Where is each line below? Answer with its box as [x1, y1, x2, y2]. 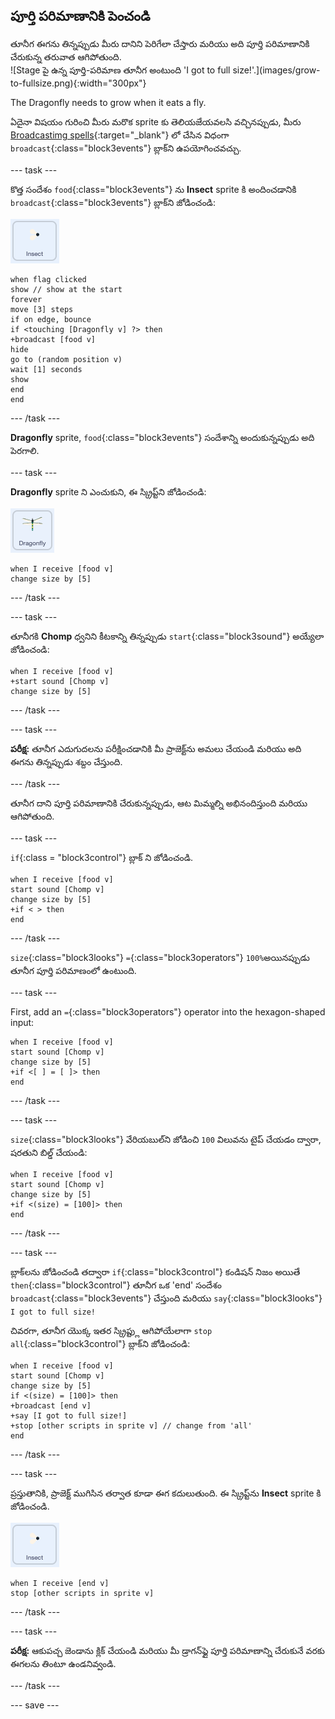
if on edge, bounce [10, 314, 92, 324]
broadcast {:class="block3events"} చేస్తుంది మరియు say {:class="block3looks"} [10, 1292, 323, 1304]
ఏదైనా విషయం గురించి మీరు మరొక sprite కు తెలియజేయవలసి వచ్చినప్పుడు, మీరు [10, 115, 302, 128]
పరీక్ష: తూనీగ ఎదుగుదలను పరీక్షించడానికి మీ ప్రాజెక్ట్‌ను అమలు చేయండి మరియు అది [10, 742, 302, 754]
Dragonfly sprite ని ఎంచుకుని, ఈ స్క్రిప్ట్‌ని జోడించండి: [10, 485, 207, 498]
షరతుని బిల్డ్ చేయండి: [10, 1146, 88, 1158]
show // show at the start [10, 284, 123, 294]
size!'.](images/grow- [232, 64, 321, 76]
